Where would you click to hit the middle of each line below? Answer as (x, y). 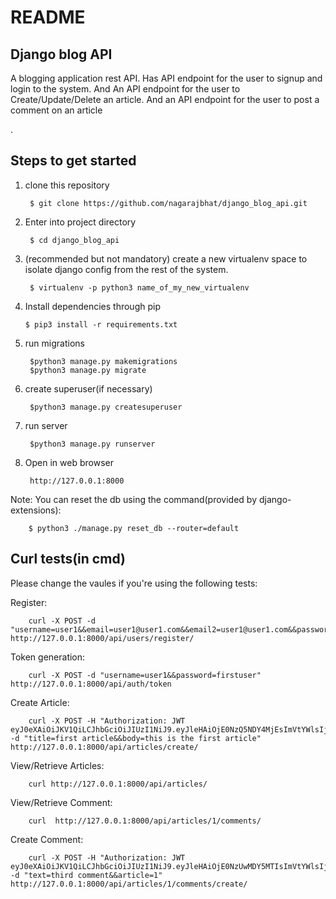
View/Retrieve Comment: (61, 802)
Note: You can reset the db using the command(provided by (134, 499)
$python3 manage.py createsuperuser (106, 407)
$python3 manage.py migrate (88, 370)
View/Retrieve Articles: (57, 765)
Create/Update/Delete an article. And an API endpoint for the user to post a (165, 99)
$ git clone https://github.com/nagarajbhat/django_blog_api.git (168, 203)
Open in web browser (69, 462)
